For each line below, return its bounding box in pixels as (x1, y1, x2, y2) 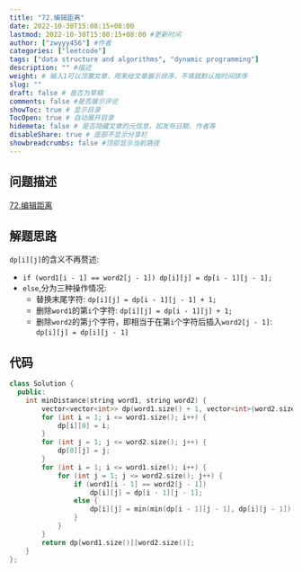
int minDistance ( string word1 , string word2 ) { (25, 396, 207, 405)
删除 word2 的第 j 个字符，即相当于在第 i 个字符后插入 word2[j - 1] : (35, 317, 272, 327)
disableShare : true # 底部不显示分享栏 (9, 130, 148, 139)
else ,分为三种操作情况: (22, 282, 107, 293)
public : (17, 388, 47, 397)
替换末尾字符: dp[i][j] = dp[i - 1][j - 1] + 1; (35, 294, 218, 305)
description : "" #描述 (9, 64, 92, 73)
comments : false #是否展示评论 (9, 96, 119, 106)
